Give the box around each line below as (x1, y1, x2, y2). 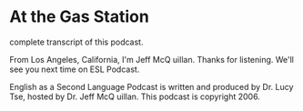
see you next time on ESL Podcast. (9, 64, 140, 75)
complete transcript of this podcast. (9, 36, 144, 47)
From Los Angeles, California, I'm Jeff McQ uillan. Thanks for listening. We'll (9, 54, 294, 65)
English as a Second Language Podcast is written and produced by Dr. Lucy (9, 81, 294, 92)
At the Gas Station (9, 6, 150, 27)
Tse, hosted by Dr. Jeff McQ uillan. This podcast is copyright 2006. (9, 91, 261, 102)
